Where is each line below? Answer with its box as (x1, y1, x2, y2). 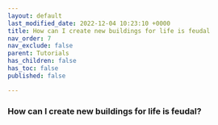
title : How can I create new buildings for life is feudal (7, 27, 211, 35)
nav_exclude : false (7, 42, 73, 50)
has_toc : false (7, 65, 59, 73)
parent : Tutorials (7, 49, 69, 57)
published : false (7, 72, 66, 80)
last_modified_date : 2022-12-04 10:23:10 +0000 (7, 19, 171, 27)
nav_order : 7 (7, 34, 52, 43)
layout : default (7, 11, 62, 20)
